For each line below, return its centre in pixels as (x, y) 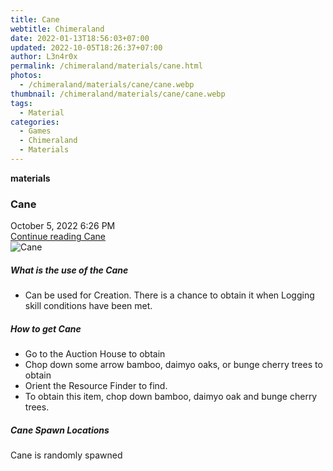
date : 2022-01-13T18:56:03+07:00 (80, 38)
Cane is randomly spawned (66, 455)
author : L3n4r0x (44, 57)
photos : (26, 76)
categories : (35, 122)
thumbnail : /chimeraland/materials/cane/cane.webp (118, 94)
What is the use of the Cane (69, 270)
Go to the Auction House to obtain (95, 354)
